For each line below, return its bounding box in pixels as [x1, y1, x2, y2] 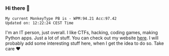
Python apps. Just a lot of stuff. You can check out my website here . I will [5, 35, 159, 41]
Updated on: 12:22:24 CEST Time [5, 20, 74, 26]
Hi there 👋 [5, 5, 30, 12]
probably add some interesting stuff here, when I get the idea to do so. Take [5, 40, 164, 46]
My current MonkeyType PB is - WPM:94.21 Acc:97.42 [5, 16, 117, 21]
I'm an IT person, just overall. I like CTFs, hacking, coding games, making [5, 30, 158, 36]
